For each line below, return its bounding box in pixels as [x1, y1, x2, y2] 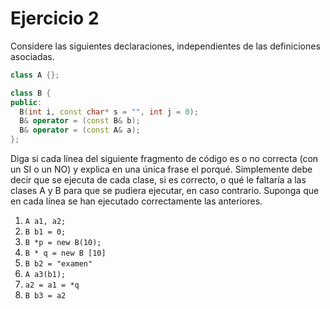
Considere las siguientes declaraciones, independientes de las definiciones [10, 40, 321, 52]
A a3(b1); [24, 270, 67, 280]
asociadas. [10, 50, 55, 62]
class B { [10, 88, 52, 98]
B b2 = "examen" [24, 259, 93, 269]
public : [10, 97, 43, 107]
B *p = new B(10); [24, 238, 102, 248]
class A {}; [10, 70, 60, 80]
